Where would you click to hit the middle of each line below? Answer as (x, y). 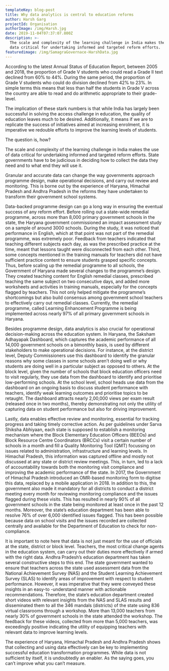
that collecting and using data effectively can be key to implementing (77, 647)
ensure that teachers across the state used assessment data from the (77, 568)
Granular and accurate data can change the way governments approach (80, 175)
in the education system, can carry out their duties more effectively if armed (84, 552)
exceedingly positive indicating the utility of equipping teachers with (76, 627)
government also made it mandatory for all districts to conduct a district (79, 488)
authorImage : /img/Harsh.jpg (36, 29)
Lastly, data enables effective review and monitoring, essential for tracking (82, 418)
